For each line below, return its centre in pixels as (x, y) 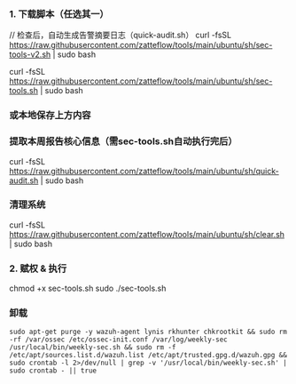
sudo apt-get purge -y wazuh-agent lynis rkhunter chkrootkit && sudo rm (148, 332)
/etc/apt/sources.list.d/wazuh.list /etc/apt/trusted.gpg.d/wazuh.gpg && (148, 356)
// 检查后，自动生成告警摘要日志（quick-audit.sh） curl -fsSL (121, 35)
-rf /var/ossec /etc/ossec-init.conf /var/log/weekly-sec (118, 340)
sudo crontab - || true (53, 371)
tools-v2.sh (30, 54)
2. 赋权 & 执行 (38, 268)
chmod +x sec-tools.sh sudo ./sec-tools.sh (88, 288)
